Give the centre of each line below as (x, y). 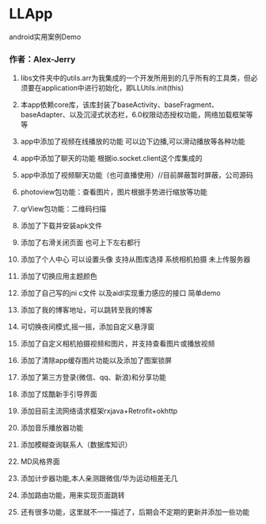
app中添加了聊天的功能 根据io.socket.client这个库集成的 (111, 159)
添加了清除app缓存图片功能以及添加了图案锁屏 (96, 361)
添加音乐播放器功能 (52, 428)
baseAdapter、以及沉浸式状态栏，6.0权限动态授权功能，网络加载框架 (133, 115)
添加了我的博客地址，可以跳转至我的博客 (86, 310)
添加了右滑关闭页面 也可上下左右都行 (80, 243)
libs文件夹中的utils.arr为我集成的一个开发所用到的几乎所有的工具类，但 (136, 78)
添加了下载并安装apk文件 (61, 226)
